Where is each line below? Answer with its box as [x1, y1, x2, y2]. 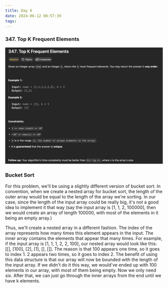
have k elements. [5, 277, 40, 283]
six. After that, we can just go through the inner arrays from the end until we [5, 272, 161, 278]
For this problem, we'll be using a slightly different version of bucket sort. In [5, 183, 161, 189]
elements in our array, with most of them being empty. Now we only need [5, 267, 156, 273]
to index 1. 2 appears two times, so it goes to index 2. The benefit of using [5, 251, 157, 257]
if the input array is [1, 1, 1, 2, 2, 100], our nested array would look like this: [5, 240, 157, 246]
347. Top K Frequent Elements [5, 35, 80, 42]
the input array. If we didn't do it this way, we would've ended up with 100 [5, 261, 157, 267]
